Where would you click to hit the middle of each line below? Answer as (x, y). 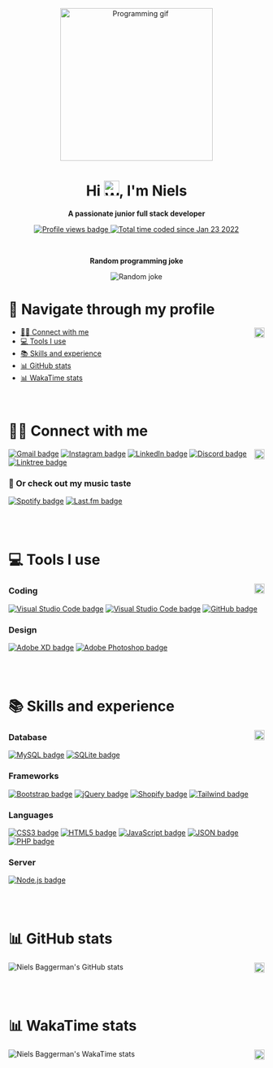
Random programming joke (136, 260)
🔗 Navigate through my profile (112, 310)
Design (23, 629)
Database (28, 737)
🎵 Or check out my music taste (70, 483)
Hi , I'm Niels (136, 191)
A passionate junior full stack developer (136, 213)
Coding (23, 591)
